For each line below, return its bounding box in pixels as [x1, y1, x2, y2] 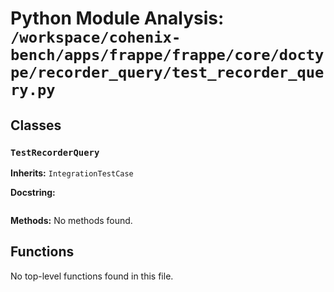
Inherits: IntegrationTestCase [10, 167, 134, 179]
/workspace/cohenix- [10, 28, 182, 47]
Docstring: [10, 186, 56, 198]
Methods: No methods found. [10, 214, 133, 226]
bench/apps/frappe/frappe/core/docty [10, 46, 325, 65]
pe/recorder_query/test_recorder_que [10, 63, 325, 82]
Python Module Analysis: [10, 7, 225, 30]
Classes [10, 117, 62, 134]
